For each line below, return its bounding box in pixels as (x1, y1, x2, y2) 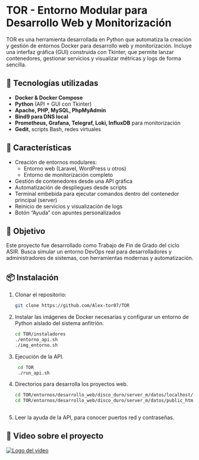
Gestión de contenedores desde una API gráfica (14, 177, 132, 185)
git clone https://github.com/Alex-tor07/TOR (14, 303, 129, 309)
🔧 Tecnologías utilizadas (6, 78, 99, 88)
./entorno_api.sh (14, 337, 58, 342)
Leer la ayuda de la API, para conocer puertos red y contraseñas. (14, 414, 175, 421)
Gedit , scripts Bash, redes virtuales (14, 125, 102, 132)
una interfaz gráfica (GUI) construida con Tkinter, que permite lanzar (6, 48, 174, 55)
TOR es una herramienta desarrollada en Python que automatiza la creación (6, 36, 192, 43)
